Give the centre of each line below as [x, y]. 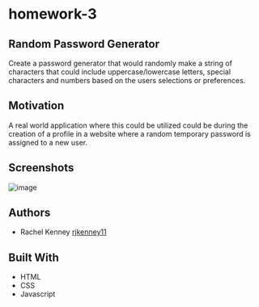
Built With [34, 257]
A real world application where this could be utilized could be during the [128, 125]
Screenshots [41, 168]
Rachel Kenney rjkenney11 [63, 232]
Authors [30, 213]
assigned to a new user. [48, 142]
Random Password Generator [84, 44]
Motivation [36, 106]
